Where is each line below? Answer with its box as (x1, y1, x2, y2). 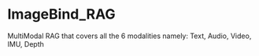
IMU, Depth (7, 39, 45, 48)
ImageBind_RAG (7, 5, 116, 23)
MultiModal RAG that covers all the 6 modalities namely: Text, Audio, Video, (7, 31, 252, 40)
